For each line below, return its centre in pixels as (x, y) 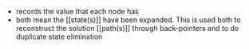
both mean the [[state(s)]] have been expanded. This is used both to (128, 20)
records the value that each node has (77, 11)
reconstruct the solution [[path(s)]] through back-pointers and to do (127, 28)
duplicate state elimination (59, 36)
